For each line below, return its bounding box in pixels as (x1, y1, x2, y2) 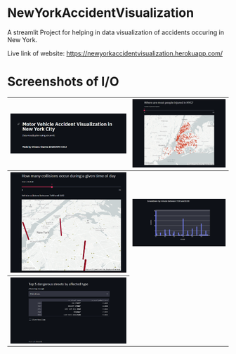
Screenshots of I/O (7, 74, 119, 90)
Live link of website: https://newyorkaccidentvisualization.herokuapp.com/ (7, 49, 223, 57)
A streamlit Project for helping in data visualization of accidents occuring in (7, 28, 225, 36)
